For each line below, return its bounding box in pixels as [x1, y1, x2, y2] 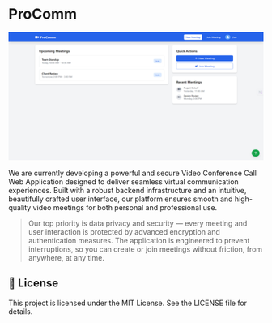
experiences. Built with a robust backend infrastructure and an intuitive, [8, 185, 247, 195]
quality [8, 202, 32, 212]
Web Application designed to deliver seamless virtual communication [8, 176, 239, 187]
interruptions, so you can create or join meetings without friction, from [28, 244, 263, 254]
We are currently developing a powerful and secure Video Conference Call [8, 168, 257, 178]
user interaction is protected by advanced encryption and [28, 226, 221, 236]
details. [8, 306, 33, 317]
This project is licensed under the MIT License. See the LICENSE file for [8, 298, 248, 308]
